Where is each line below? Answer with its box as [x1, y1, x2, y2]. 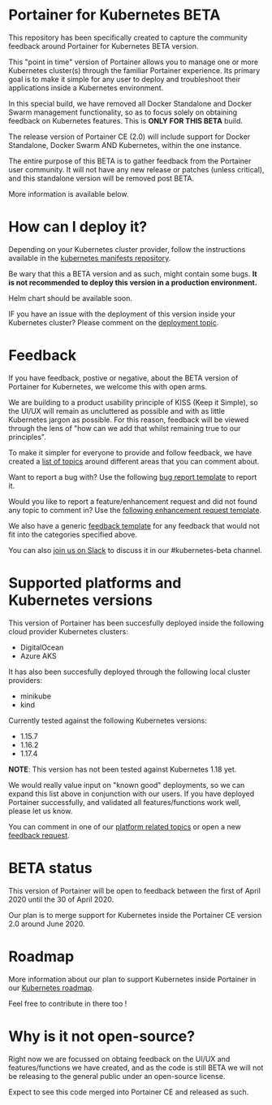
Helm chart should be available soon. [8, 293, 132, 302]
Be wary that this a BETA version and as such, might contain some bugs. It [8, 268, 257, 278]
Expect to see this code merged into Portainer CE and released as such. [8, 1087, 249, 1097]
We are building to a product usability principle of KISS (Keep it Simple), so [8, 397, 258, 407]
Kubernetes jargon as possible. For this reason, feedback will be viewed [8, 415, 249, 424]
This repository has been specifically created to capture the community [8, 33, 248, 42]
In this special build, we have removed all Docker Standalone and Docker [8, 98, 253, 108]
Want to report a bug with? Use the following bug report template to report [8, 472, 257, 481]
